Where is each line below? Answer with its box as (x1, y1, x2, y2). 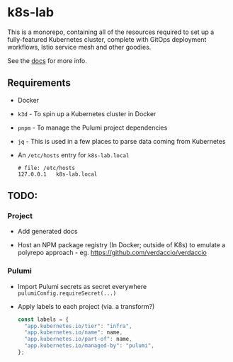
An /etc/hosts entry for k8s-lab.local (17, 150, 130, 159)
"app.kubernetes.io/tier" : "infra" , (24, 322, 132, 329)
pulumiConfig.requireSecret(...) (17, 290, 117, 297)
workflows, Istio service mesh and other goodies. (7, 43, 152, 51)
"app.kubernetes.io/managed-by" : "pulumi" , (24, 342, 154, 349)
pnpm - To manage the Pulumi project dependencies (17, 123, 168, 132)
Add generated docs (17, 227, 78, 236)
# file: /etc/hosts (17, 164, 76, 171)
